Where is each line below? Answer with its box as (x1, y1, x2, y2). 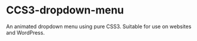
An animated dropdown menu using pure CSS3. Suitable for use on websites (6, 23, 192, 30)
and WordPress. (6, 29, 45, 36)
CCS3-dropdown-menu (6, 4, 124, 17)
